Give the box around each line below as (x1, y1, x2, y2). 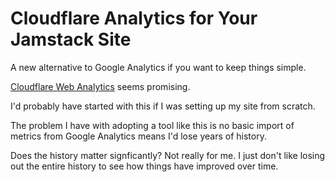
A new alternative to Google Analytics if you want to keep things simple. (10, 61, 307, 73)
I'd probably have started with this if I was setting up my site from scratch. (10, 100, 316, 112)
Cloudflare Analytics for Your (10, 7, 258, 30)
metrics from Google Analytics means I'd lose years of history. (10, 130, 267, 142)
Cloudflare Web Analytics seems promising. (10, 80, 191, 92)
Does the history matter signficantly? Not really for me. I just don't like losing (10, 149, 326, 161)
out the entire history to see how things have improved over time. (10, 160, 279, 172)
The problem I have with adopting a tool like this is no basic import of (10, 119, 295, 131)
